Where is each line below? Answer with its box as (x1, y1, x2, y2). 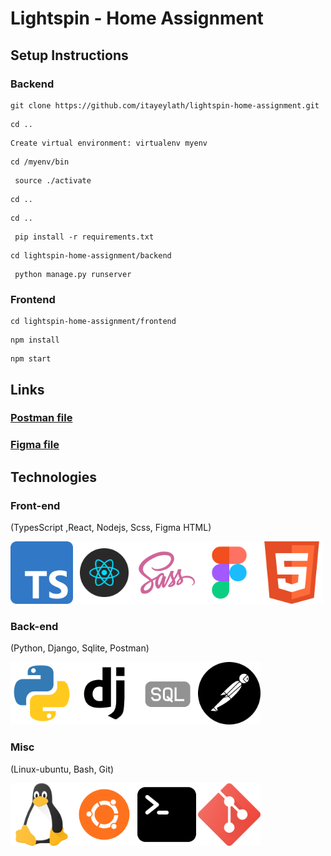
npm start (10, 354, 52, 364)
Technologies (10, 468, 98, 486)
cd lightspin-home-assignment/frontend (10, 317, 177, 327)
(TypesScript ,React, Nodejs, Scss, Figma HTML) (10, 522, 212, 534)
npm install (10, 335, 60, 346)
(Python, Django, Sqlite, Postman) (10, 642, 150, 654)
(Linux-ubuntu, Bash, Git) (10, 763, 115, 775)
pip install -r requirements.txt (14, 232, 155, 242)
